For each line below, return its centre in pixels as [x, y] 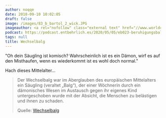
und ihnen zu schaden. [41, 101]
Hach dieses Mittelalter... [30, 70]
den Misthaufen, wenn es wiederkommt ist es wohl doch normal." [72, 61]
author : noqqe [20, 10]
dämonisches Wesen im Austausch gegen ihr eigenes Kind [77, 90]
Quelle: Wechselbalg [38, 110]
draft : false [19, 19]
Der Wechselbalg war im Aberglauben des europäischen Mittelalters [87, 80]
